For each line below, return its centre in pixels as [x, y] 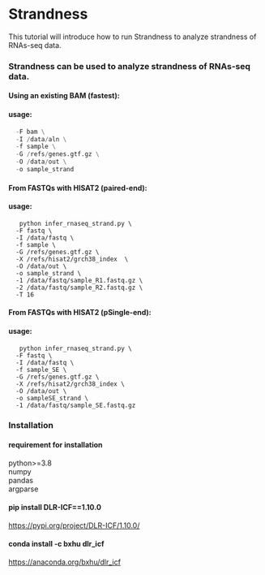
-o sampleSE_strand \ [52, 398]
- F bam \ [30, 132]
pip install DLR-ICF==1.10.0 [55, 508]
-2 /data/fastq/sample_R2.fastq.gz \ [79, 287]
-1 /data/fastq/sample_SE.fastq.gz [76, 405]
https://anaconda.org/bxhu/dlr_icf [65, 562]
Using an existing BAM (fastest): [64, 96]
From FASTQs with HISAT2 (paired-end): [78, 188]
